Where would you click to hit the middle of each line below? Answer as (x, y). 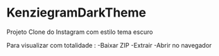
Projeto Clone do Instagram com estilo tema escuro (80, 32)
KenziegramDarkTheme (76, 13)
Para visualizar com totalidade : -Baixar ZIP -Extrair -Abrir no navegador (109, 45)
